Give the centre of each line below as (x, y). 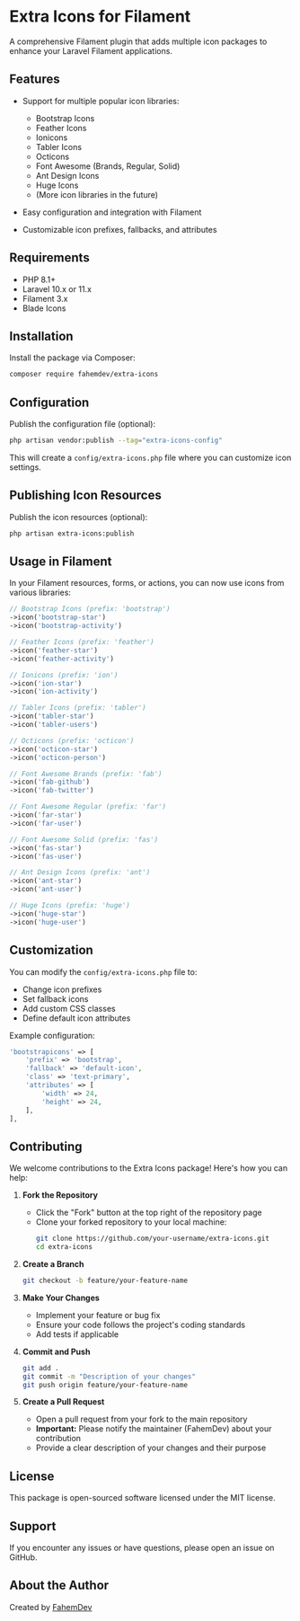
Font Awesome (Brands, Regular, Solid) (108, 166)
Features (35, 80)
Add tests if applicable (77, 1334)
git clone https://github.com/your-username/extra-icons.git (152, 1239)
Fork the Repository (60, 1195)
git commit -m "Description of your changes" (109, 1377)
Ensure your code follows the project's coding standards (140, 1324)
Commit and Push (56, 1351)
